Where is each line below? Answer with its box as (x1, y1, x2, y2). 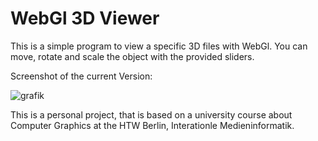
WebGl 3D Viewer (10, 7, 160, 30)
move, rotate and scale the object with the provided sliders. (10, 50, 255, 62)
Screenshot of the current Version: (10, 70, 153, 82)
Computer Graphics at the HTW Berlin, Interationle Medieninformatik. (10, 119, 295, 131)
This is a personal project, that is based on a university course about (10, 108, 293, 121)
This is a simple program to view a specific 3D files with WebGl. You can (10, 40, 308, 52)
